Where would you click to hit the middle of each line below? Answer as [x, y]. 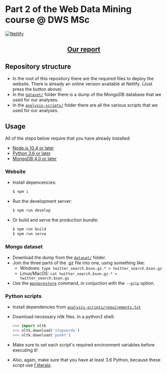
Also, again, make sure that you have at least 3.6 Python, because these [86, 359]
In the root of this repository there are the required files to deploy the [83, 79]
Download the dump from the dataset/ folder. [59, 258]
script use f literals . [32, 365]
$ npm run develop [31, 211]
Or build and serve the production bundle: [55, 220]
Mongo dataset [24, 246]
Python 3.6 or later [31, 153]
